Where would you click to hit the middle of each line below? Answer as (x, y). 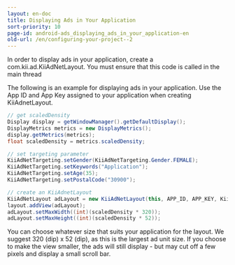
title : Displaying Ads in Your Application (72, 20)
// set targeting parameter (48, 154)
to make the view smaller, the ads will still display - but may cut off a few (112, 247)
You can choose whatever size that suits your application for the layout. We (116, 232)
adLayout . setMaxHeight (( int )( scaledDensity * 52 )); (84, 218)
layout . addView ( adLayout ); (47, 205)
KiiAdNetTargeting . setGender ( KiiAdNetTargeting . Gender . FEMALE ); (103, 160)
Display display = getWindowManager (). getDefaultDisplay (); (97, 122)
